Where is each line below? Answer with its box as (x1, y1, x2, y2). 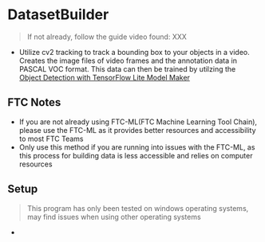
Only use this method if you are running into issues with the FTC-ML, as (18, 142, 255, 152)
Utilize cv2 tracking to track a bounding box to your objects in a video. (18, 47, 251, 57)
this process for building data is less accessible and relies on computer (18, 150, 253, 160)
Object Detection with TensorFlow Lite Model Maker (18, 72, 191, 82)
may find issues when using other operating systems (26, 212, 201, 221)
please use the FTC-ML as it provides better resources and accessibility (18, 125, 256, 135)
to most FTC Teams (18, 134, 84, 143)
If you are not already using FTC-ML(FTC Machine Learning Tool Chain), (18, 117, 257, 127)
